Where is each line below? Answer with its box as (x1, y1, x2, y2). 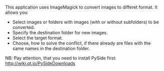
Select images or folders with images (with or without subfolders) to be (12, 19, 159, 25)
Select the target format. (12, 35, 63, 41)
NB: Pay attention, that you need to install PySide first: (5, 55, 116, 61)
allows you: (5, 9, 28, 15)
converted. (12, 24, 35, 30)
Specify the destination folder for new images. (12, 30, 108, 35)
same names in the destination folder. (12, 46, 90, 51)
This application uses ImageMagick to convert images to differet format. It (5, 4, 157, 10)
